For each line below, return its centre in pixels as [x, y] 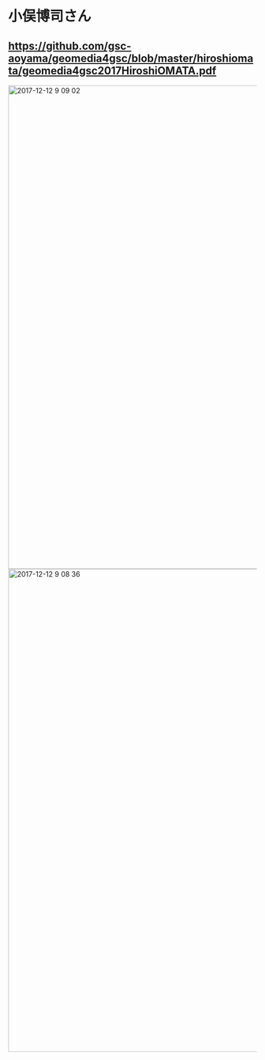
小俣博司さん [50, 16]
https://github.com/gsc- [70, 45]
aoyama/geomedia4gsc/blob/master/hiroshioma [131, 58]
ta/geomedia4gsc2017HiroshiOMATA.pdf [112, 71]
